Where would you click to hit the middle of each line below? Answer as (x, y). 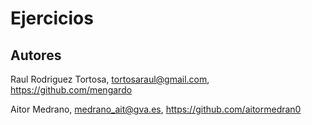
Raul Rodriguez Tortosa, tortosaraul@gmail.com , (110, 79)
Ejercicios (52, 18)
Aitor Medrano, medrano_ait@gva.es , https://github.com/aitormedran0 (156, 109)
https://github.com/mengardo (71, 90)
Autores (36, 55)
